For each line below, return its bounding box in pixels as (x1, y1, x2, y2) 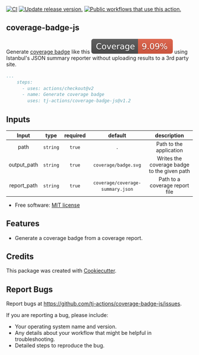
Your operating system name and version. (14, 323, 117, 330)
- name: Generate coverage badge (21, 92, 105, 98)
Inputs (6, 114, 31, 124)
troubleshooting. (14, 335, 55, 343)
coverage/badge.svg (93, 162, 142, 168)
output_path (8, 161, 38, 168)
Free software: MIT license (14, 202, 80, 209)
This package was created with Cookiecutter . (6, 267, 117, 274)
